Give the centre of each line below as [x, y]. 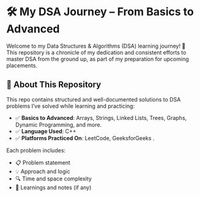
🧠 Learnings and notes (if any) [53, 187]
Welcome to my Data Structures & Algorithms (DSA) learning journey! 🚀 [96, 46]
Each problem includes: [36, 150]
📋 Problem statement [43, 162]
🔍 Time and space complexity [53, 179]
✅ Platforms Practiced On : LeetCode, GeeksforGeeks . [85, 138]
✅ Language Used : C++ [46, 131]
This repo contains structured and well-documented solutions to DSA [94, 99]
